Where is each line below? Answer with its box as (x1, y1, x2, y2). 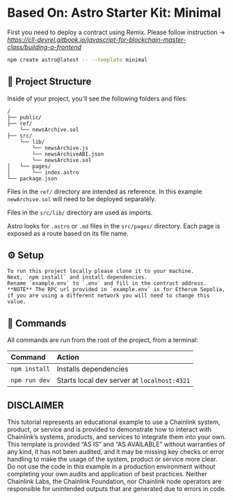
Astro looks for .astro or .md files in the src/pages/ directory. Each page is (7, 221, 220, 230)
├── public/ (7, 114, 42, 121)
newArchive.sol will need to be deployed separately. (7, 194, 156, 203)
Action (56, 353, 79, 362)
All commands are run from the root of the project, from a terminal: (7, 336, 198, 344)
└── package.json (7, 175, 58, 182)
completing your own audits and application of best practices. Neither (7, 470, 207, 478)
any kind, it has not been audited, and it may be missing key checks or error (7, 448, 225, 456)
